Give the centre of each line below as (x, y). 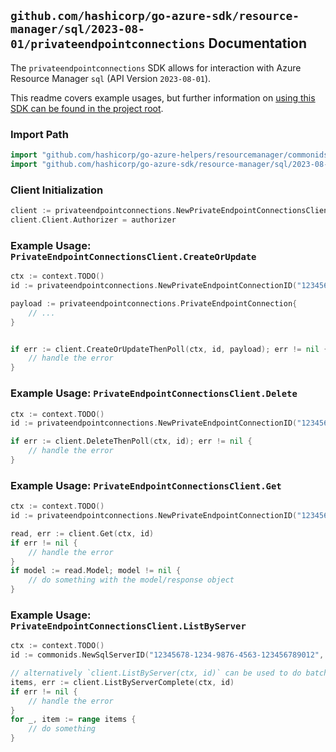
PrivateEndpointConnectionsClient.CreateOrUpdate (133, 256)
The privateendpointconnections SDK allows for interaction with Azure (156, 67)
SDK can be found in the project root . (87, 108)
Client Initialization (57, 190)
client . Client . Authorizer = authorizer (93, 220)
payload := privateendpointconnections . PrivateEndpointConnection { (154, 303)
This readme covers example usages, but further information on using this (163, 97)
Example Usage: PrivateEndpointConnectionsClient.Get (146, 485)
